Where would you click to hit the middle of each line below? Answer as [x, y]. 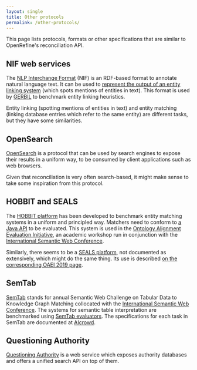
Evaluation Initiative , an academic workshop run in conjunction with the [92, 234]
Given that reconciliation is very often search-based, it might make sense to [97, 177]
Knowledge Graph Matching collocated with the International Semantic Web [98, 304]
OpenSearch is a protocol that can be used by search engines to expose [93, 153]
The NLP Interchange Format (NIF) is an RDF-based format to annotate [91, 78]
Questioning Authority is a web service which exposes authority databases [96, 355]
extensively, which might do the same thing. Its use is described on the [92, 258]
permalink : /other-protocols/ [43, 22]
